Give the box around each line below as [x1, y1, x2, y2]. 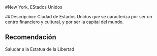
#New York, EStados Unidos [5, 4, 63, 10]
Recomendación [5, 33, 57, 41]
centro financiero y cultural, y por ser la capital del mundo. [5, 19, 124, 25]
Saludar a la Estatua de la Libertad [5, 46, 75, 52]
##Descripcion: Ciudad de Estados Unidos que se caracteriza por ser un [5, 14, 153, 19]
